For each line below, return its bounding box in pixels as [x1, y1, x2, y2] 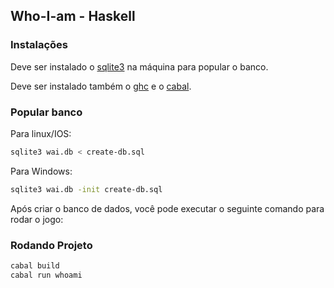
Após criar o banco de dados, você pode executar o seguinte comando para [10, 202, 325, 214]
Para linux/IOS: [10, 127, 72, 139]
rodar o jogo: [10, 213, 64, 225]
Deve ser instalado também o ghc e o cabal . [10, 80, 192, 92]
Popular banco [10, 105, 83, 119]
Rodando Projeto [10, 238, 93, 252]
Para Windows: [10, 165, 73, 177]
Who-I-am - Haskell [10, 8, 136, 25]
